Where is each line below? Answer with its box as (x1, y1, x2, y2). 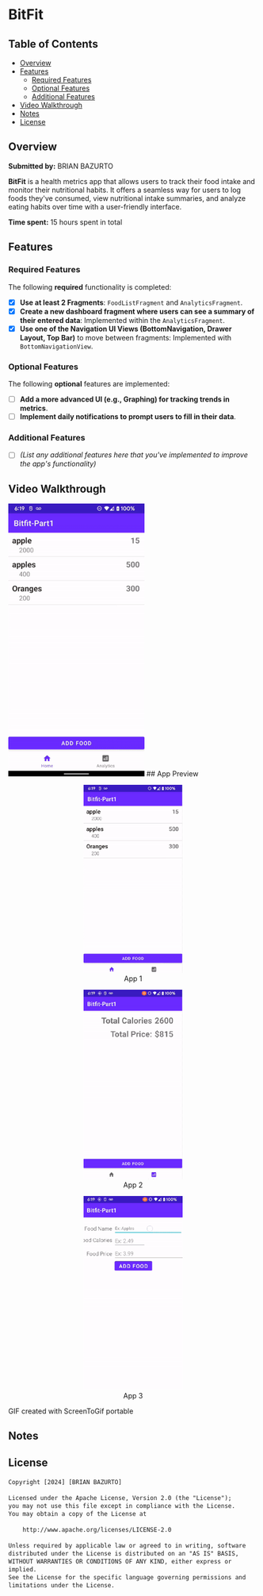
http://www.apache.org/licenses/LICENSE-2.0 (22, 1525, 172, 1533)
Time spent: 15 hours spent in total (8, 217, 123, 227)
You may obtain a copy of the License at (8, 1509, 147, 1517)
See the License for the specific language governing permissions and (8, 1573, 246, 1581)
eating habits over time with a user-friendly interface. (8, 202, 182, 211)
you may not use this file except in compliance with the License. (8, 1502, 236, 1509)
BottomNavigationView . (19, 341, 93, 351)
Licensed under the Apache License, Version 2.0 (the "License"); (8, 1494, 232, 1502)
